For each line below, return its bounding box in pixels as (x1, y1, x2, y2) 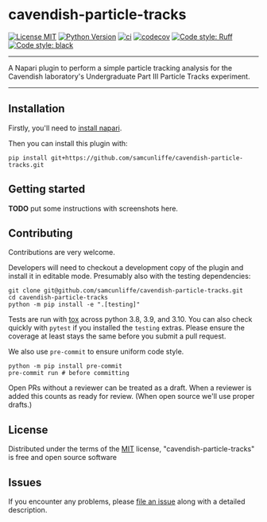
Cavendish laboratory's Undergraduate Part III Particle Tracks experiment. (8, 72, 250, 81)
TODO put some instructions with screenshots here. (8, 203, 179, 213)
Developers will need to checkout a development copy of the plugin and (8, 263, 244, 273)
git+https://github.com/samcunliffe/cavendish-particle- (50, 153, 244, 162)
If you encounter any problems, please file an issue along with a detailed (8, 497, 246, 506)
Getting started (8, 183, 86, 196)
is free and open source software (8, 453, 118, 462)
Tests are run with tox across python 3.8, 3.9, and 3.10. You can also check (8, 315, 253, 324)
